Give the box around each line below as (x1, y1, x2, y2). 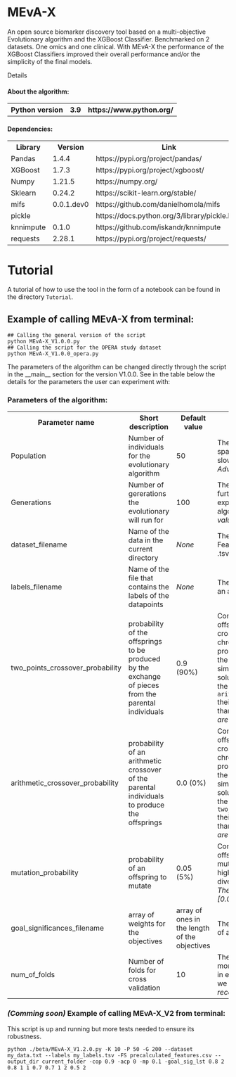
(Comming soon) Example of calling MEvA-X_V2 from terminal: (7, 1009, 226, 1019)
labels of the (128, 591, 170, 601)
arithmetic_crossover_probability (11, 778, 119, 788)
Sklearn (11, 188, 37, 198)
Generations (11, 497, 51, 507)
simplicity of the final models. (7, 57, 93, 65)
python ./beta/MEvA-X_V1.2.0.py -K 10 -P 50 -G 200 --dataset (7, 1045, 193, 1052)
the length (176, 923, 210, 933)
